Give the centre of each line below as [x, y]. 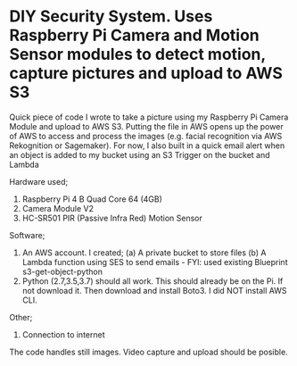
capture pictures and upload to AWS [146, 74]
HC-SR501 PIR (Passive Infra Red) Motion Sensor [112, 218]
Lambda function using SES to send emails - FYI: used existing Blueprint [155, 262]
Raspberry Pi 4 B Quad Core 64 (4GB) [92, 199]
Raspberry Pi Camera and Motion [135, 35]
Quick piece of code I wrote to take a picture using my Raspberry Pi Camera [149, 117]
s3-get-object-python [62, 271]
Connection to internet [63, 334]
